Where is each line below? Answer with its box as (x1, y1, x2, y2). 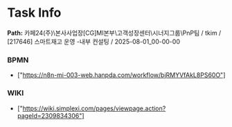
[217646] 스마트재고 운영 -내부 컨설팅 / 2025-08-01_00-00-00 (7, 37, 180, 46)
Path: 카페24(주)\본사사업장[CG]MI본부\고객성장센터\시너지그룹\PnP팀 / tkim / (7, 28, 222, 37)
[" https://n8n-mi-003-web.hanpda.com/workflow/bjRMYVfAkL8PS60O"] (17, 71, 226, 79)
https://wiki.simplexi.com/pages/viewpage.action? (22, 104, 166, 112)
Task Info (7, 5, 62, 21)
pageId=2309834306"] (17, 111, 84, 119)
